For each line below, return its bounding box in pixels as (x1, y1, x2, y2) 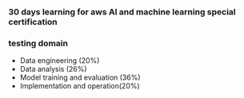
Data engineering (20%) (19, 56, 100, 65)
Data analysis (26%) (19, 65, 87, 74)
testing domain (8, 37, 68, 49)
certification (8, 16, 58, 27)
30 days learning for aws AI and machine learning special (8, 6, 236, 18)
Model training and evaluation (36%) (19, 73, 142, 82)
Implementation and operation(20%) (19, 81, 140, 91)
